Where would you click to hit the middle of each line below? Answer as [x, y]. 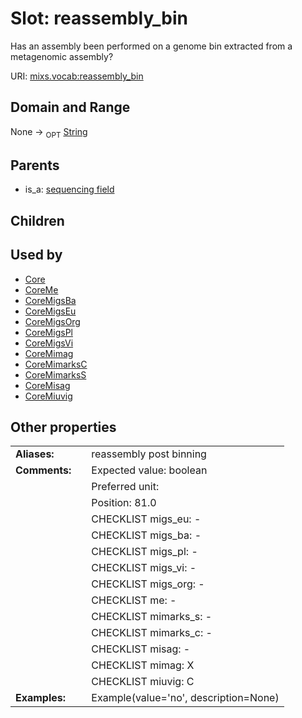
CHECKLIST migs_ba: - [146, 535]
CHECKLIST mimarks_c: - [152, 633]
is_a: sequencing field [69, 189]
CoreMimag [49, 353]
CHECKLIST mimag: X [143, 665]
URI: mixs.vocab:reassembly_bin [77, 76]
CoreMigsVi [49, 343]
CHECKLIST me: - [134, 600]
